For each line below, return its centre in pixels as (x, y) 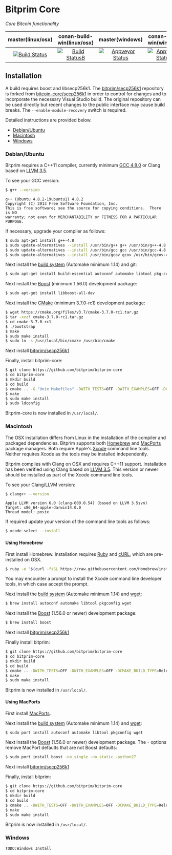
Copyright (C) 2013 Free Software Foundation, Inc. (61, 203)
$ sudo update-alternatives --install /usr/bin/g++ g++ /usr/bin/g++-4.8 (86, 245)
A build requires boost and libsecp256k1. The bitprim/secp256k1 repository (84, 88)
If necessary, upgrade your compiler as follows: (56, 231)
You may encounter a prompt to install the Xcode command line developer (84, 579)
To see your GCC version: (33, 181)
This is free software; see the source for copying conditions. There (83, 208)
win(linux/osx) (76, 43)
